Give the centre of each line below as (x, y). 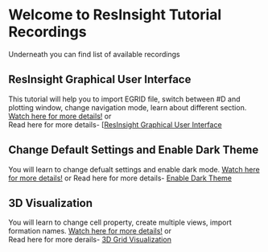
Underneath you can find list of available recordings (94, 54)
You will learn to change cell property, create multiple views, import (120, 222)
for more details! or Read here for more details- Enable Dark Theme (120, 178)
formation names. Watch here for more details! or (90, 231)
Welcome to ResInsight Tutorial (115, 15)
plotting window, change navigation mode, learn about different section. (128, 107)
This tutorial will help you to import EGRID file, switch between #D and (124, 99)
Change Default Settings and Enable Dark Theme (134, 150)
